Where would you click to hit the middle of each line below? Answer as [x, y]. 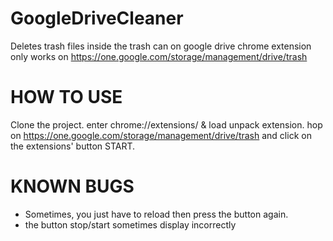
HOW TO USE [66, 97]
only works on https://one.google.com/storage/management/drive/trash [159, 56]
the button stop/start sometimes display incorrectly [130, 224]
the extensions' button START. [73, 146]
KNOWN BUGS [72, 186]
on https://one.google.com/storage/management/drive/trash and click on [161, 135]
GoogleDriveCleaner [97, 18]
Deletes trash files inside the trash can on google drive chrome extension [161, 46]
